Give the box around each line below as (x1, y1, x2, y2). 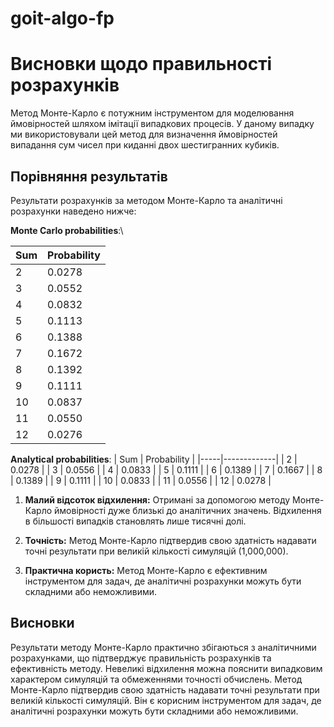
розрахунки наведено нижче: (10, 205, 137, 217)
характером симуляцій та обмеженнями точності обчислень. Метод (10, 673, 303, 685)
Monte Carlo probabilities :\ (10, 224, 124, 236)
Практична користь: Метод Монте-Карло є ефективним (24, 564, 268, 576)
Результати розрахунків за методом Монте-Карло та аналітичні (10, 194, 283, 206)
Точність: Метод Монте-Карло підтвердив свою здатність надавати (24, 534, 317, 546)
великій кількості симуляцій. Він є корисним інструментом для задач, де (10, 694, 322, 706)
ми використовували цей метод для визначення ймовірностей (10, 128, 278, 141)
